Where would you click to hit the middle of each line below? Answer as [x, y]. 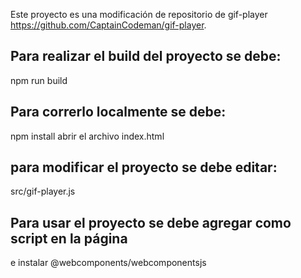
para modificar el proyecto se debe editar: [144, 167]
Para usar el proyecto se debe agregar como [151, 222]
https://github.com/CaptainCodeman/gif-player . [108, 25]
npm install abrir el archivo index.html [87, 136]
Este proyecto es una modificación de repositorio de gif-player [139, 14]
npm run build [39, 80]
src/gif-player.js [43, 191]
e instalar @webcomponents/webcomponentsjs [108, 263]
